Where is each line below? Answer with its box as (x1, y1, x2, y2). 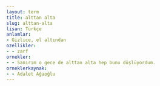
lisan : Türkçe (6, 25, 42, 32)
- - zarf (6, 48, 28, 55)
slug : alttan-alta (6, 20, 53, 26)
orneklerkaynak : (6, 65, 47, 71)
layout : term (6, 8, 39, 15)
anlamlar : (6, 31, 32, 38)
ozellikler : (6, 43, 36, 49)
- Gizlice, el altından (6, 37, 67, 43)
